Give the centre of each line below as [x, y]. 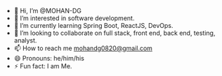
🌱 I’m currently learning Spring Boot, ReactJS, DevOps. [93, 25]
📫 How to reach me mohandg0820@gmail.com [83, 48]
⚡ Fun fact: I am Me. [43, 66]
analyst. [25, 40]
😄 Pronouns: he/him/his [49, 58]
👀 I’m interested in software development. [74, 18]
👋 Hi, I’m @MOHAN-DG [48, 11]
